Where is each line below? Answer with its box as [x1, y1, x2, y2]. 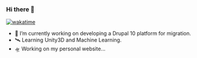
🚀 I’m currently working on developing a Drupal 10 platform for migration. [14, 30, 191, 37]
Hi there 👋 [6, 5, 35, 13]
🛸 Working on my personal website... [14, 45, 106, 52]
